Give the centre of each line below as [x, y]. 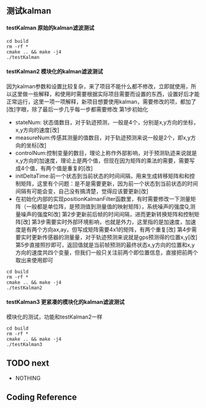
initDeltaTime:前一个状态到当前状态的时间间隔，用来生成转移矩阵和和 [102, 176]
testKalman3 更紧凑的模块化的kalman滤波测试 [65, 302]
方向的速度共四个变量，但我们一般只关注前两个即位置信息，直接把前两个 [106, 252]
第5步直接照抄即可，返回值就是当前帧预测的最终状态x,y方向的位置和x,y [105, 244]
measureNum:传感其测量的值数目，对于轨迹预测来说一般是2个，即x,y [103, 137]
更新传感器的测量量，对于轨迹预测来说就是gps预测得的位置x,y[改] [115, 237]
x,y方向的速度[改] [37, 130]
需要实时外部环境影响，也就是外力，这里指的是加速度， [116, 222]
